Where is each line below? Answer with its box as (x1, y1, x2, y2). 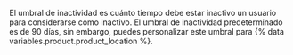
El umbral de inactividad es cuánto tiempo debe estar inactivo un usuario (9, 8, 277, 18)
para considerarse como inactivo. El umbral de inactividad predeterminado (9, 17, 283, 27)
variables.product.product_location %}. (9, 35, 153, 46)
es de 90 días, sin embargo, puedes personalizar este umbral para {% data (9, 27, 285, 36)
